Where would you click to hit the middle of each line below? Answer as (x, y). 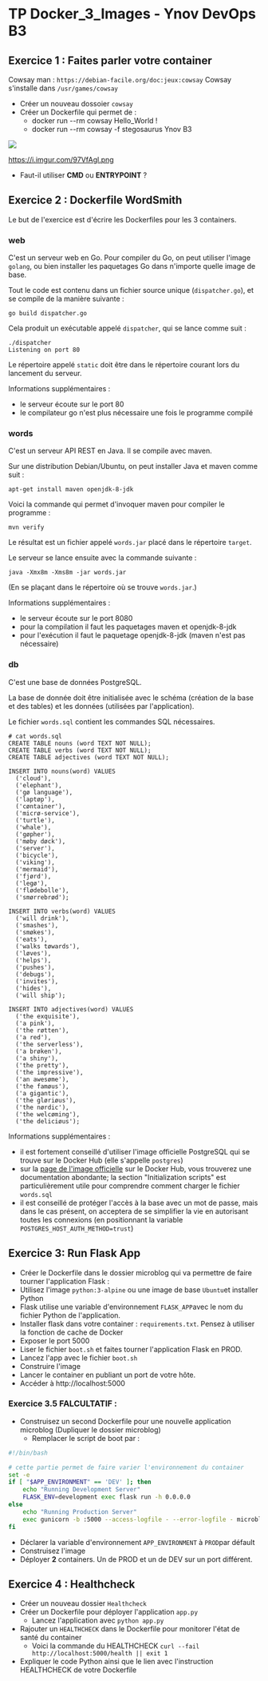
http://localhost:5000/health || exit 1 (100, 1654)
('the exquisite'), (48, 1016)
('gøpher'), (35, 834)
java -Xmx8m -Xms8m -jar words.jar (67, 573)
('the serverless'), (49, 1044)
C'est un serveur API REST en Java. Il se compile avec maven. (110, 451)
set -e (19, 1475)
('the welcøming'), (48, 1114)
